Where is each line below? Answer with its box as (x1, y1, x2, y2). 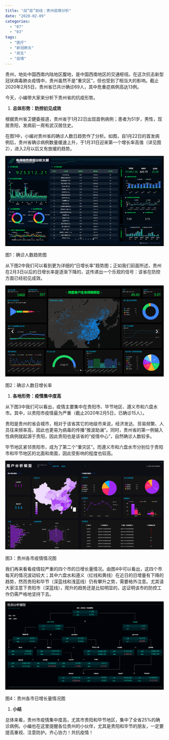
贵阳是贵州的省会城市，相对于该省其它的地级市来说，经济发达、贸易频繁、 (5, 420, 159, 426)
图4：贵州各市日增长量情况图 (5, 696, 66, 702)
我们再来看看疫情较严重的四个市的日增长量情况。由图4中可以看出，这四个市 (5, 566, 162, 572)
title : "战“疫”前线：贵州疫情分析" (5, 8, 71, 13)
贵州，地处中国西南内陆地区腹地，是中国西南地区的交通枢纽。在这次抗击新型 (5, 71, 164, 77)
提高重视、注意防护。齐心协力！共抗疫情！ (5, 729, 94, 735)
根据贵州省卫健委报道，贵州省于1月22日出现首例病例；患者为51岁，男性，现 (5, 116, 162, 122)
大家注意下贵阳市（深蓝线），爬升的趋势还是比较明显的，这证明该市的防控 (5, 585, 157, 591)
